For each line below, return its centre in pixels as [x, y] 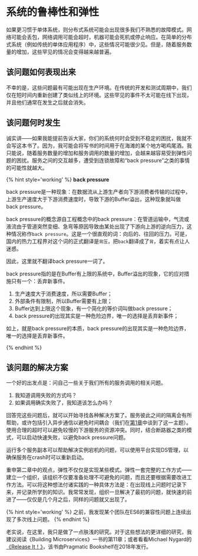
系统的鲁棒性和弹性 [53, 12]
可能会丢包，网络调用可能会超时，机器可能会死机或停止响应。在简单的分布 [101, 37]
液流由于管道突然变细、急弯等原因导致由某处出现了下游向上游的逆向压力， [96, 226]
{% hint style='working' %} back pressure [58, 179]
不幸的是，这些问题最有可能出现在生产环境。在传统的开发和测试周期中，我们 [99, 87]
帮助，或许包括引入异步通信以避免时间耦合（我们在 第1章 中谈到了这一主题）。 [99, 422]
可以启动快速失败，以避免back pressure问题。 [72, 437]
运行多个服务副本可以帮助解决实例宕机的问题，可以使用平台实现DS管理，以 [98, 450]
